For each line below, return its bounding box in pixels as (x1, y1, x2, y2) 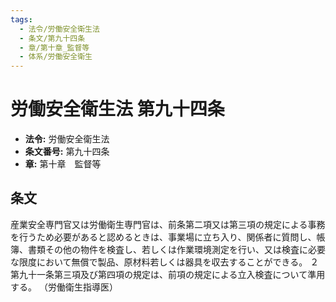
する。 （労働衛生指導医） (10, 281, 118, 293)
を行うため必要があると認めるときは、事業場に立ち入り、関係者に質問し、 (10, 231, 317, 243)
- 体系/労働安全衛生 (19, 52, 93, 62)
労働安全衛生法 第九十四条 (10, 98, 225, 121)
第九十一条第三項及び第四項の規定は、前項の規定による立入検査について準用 (10, 268, 326, 280)
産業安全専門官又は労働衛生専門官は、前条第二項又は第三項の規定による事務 (10, 218, 326, 230)
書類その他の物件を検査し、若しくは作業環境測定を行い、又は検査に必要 (27, 243, 326, 255)
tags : (10, 14, 33, 25)
